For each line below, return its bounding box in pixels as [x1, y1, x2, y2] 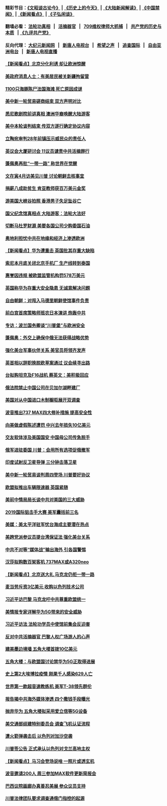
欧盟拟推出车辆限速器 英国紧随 [5, 484, 68, 490]
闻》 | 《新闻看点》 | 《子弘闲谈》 [5, 11, 74, 17]
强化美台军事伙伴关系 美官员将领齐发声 [5, 347, 86, 353]
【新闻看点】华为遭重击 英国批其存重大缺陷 [5, 248, 95, 254]
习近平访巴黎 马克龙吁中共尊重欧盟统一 [5, 596, 86, 602]
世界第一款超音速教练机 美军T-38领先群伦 [5, 683, 92, 689]
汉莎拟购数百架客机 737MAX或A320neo [5, 559, 89, 565]
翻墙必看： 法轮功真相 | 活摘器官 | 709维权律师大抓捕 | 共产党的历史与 [5, 23, 162, 30]
